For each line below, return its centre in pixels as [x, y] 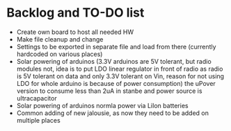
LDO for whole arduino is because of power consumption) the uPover [116, 83]
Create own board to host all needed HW [75, 32]
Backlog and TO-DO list [75, 13]
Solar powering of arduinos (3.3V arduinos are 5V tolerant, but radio [114, 61]
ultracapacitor [37, 98]
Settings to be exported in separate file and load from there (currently [116, 46]
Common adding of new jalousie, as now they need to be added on [113, 113]
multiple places [38, 120]
